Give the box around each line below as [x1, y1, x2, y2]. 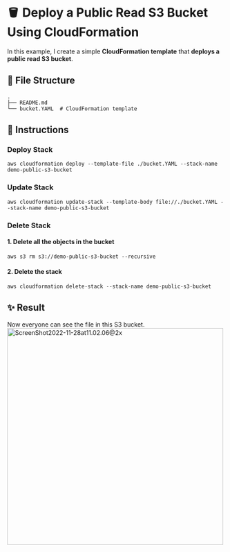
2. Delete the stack [7, 268, 62, 276]
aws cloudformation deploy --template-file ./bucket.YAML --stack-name [7, 160, 218, 168]
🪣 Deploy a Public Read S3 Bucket [7, 5, 209, 21]
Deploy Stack [7, 145, 53, 155]
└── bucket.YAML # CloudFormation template [7, 105, 137, 112]
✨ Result [7, 302, 45, 313]
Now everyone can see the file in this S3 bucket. [7, 320, 145, 329]
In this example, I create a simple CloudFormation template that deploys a [7, 47, 220, 55]
